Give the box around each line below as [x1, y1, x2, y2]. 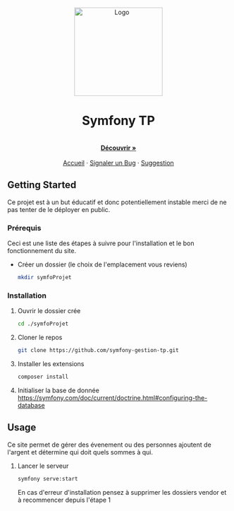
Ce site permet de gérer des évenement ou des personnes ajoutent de [7, 440, 211, 449]
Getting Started [7, 179, 77, 191]
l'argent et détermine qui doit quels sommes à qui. [7, 447, 154, 456]
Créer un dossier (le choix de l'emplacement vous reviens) [17, 260, 188, 269]
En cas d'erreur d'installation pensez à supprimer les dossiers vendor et [17, 488, 227, 496]
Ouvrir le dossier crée [17, 307, 81, 315]
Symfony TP [82, 113, 155, 129]
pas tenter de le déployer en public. [7, 205, 111, 213]
